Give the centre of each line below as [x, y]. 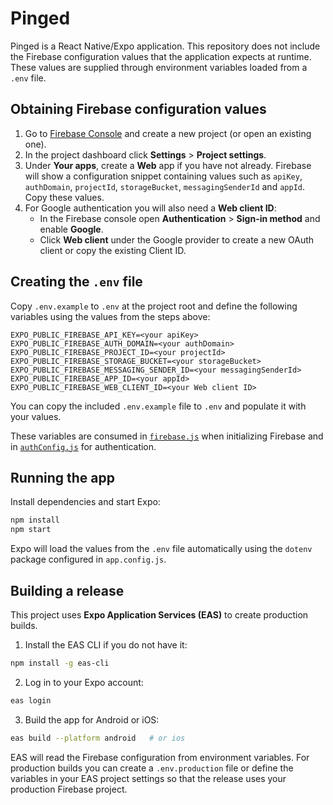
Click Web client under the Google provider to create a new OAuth [177, 239]
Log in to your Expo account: [84, 682]
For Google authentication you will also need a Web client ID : [150, 208]
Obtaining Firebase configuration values [138, 109]
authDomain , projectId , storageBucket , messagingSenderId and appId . [164, 186]
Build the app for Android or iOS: [92, 719]
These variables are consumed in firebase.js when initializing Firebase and [167, 436]
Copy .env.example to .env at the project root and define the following [154, 306]
